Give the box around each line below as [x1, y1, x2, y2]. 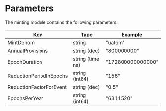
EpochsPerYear [7, 95, 43, 102]
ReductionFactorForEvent [7, 83, 67, 90]
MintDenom [7, 39, 35, 46]
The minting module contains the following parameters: [5, 19, 118, 25]
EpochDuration [7, 58, 42, 65]
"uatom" [105, 39, 125, 46]
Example [122, 31, 143, 37]
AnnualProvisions [7, 47, 48, 54]
